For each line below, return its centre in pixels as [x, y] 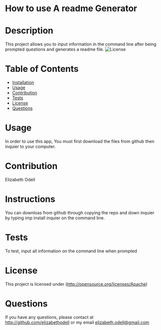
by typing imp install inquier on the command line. [55, 218]
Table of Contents [42, 69]
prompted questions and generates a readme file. [55, 50]
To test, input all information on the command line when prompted [71, 251]
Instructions [30, 199]
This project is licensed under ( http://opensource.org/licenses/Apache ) [76, 284]
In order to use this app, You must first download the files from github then [80, 141]
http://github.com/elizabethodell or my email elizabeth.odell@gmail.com [77, 322]
